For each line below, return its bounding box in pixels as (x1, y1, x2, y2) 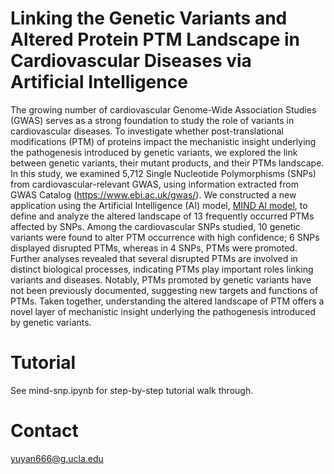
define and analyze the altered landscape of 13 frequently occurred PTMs (10, 210, 315, 222)
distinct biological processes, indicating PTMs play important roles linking (10, 263, 314, 275)
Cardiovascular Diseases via (10, 50, 252, 72)
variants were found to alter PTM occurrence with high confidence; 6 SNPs (10, 231, 320, 243)
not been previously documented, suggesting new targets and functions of (10, 284, 319, 296)
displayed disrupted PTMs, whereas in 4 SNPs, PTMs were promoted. (10, 242, 298, 254)
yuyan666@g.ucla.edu (10, 452, 104, 464)
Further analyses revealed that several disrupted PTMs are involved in (10, 252, 298, 264)
